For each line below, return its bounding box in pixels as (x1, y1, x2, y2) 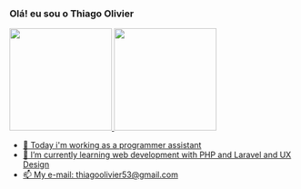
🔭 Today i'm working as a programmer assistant (22, 140, 202, 151)
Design (22, 159, 50, 170)
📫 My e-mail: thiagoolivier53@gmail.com (22, 169, 179, 180)
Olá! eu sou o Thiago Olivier (9, 7, 135, 20)
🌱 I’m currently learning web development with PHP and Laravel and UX (22, 149, 292, 161)
